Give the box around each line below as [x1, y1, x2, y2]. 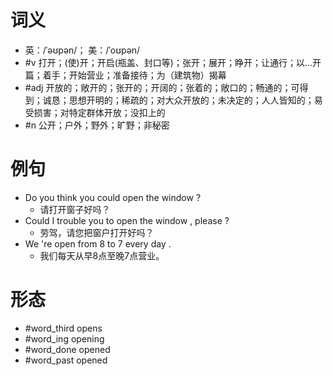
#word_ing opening [24, 332, 105, 345]
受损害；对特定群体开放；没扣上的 [24, 106, 166, 118]
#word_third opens [24, 322, 103, 334]
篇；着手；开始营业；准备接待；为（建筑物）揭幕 [24, 69, 227, 81]
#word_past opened [24, 354, 108, 366]
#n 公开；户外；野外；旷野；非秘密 [24, 119, 170, 131]
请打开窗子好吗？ [39, 203, 111, 215]
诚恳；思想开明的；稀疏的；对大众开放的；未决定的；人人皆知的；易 [42, 94, 323, 106]
